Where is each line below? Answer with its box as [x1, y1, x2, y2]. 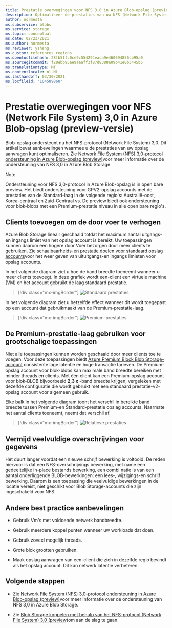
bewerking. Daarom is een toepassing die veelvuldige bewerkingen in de [5, 478, 159, 484]
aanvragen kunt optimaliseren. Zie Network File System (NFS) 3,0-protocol [5, 150, 163, 157]
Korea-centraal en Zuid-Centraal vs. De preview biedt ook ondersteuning [5, 198, 160, 204]
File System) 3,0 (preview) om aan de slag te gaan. [12, 617, 119, 623]
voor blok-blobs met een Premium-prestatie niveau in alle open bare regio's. [5, 203, 166, 209]
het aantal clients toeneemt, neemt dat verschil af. [5, 410, 111, 416]
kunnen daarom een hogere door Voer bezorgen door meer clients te [5, 242, 151, 248]
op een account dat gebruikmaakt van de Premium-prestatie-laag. [5, 305, 145, 311]
